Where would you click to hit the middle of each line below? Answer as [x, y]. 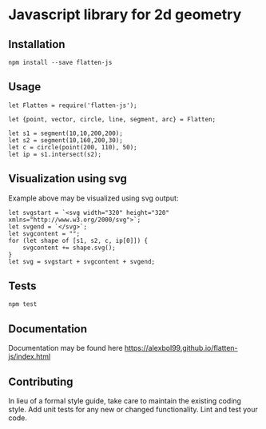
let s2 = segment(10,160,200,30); [66, 140]
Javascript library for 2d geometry [125, 15]
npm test [23, 304]
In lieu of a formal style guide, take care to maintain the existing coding [125, 401]
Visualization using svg [68, 179]
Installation [37, 44]
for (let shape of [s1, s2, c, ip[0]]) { [78, 240]
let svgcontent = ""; [44, 233]
